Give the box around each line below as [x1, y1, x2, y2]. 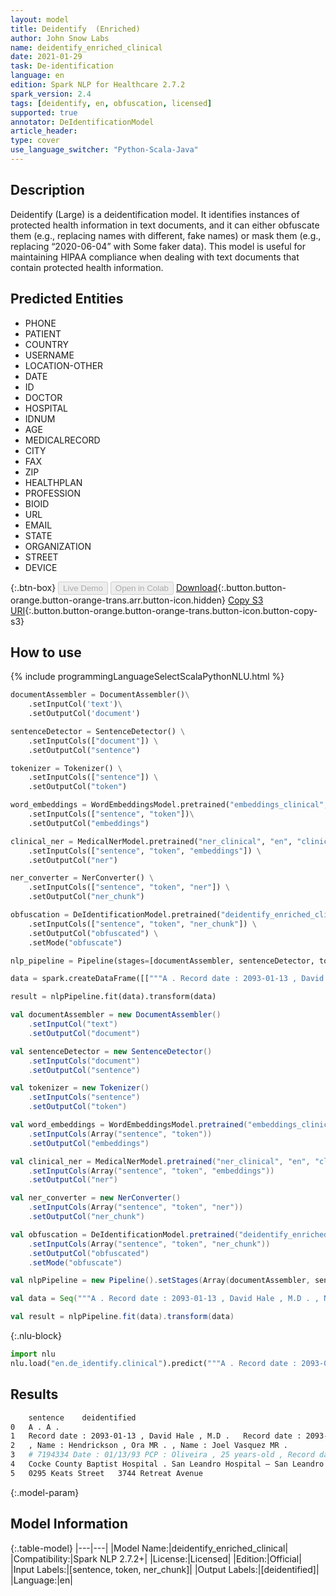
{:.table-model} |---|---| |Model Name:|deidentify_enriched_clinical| [10, 1542, 289, 1554]
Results [10, 1386, 59, 1403]
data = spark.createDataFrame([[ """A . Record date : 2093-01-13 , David [10, 974, 325, 984]
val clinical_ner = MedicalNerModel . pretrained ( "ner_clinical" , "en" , [10, 1156, 311, 1166]
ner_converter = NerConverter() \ [10, 873, 155, 883]
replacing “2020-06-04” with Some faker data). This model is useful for [10, 240, 306, 252]
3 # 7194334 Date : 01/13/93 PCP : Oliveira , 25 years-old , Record [10, 1450, 315, 1460]
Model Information [10, 1516, 129, 1533]
